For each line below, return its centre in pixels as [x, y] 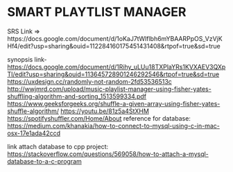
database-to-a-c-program [44, 161]
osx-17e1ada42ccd [34, 133]
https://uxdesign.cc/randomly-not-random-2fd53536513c [89, 81]
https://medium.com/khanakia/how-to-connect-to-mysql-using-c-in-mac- [114, 126]
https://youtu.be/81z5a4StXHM [104, 111]
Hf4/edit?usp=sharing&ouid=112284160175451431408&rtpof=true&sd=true [114, 46]
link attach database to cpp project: [58, 146]
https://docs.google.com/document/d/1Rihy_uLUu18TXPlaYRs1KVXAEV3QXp [116, 67]
